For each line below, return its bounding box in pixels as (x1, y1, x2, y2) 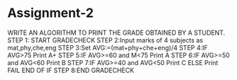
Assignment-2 (7, 5, 94, 21)
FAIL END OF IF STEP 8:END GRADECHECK (7, 66, 135, 74)
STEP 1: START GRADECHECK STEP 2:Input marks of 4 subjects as (7, 35, 204, 44)
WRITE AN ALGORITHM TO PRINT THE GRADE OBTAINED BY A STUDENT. (7, 28, 226, 37)
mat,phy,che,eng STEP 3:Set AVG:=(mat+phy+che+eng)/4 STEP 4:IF (7, 43, 208, 52)
